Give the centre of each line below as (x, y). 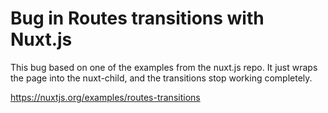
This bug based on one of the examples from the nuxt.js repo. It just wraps (164, 67)
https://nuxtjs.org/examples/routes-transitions (105, 97)
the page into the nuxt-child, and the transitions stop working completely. (161, 78)
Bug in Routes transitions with (137, 18)
